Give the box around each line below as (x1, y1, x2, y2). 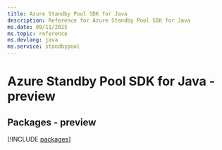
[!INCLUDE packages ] (7, 135, 71, 143)
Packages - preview (7, 116, 97, 128)
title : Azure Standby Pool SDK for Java (7, 10, 128, 18)
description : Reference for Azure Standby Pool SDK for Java (7, 17, 191, 24)
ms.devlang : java (7, 37, 58, 44)
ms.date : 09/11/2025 (7, 23, 68, 30)
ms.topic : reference (7, 30, 68, 37)
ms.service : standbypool (7, 43, 80, 50)
